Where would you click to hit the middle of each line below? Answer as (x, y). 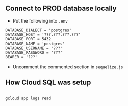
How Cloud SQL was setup (48, 83)
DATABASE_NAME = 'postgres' (35, 44)
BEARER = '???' (21, 57)
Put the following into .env (40, 20)
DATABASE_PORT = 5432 (28, 39)
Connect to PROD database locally (61, 8)
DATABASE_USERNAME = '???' (34, 48)
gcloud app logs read (28, 98)
